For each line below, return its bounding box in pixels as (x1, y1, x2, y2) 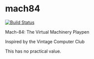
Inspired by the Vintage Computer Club (5, 38, 85, 45)
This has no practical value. (5, 48, 61, 54)
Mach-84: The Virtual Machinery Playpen (5, 29, 90, 35)
